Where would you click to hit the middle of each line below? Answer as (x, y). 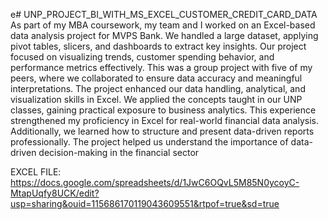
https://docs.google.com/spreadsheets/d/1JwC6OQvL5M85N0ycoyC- (155, 182)
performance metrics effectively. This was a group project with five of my (161, 67)
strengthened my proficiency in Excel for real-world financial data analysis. (164, 120)
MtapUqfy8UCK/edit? (55, 193)
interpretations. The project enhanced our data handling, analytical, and (158, 88)
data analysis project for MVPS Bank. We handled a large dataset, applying (164, 35)
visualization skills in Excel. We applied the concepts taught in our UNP (156, 99)
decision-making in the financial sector (119, 152)
